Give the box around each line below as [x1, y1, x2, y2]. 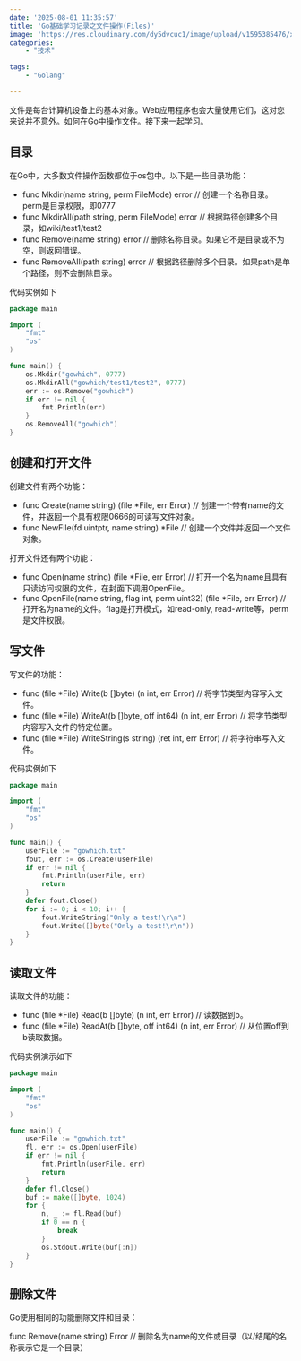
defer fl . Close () [25, 1184, 90, 1193]
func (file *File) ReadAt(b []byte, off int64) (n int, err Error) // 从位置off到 [21, 1021, 289, 1031]
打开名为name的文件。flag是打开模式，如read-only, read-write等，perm [21, 603, 289, 614]
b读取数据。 [21, 1032, 67, 1043]
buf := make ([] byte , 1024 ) [25, 1193, 126, 1202]
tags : [9, 63, 30, 72]
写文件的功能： [9, 668, 64, 679]
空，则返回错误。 [21, 245, 86, 255]
